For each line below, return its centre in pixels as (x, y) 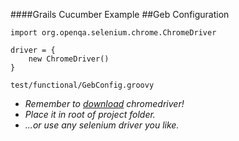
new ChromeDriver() (69, 59)
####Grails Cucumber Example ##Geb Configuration (120, 14)
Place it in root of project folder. (90, 114)
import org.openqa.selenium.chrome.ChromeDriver (113, 33)
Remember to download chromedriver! (104, 103)
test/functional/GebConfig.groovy (82, 85)
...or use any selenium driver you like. (102, 125)
